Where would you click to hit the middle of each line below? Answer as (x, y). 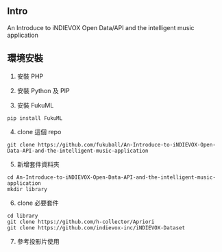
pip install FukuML (35, 118)
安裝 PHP (30, 76)
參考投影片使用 (38, 241)
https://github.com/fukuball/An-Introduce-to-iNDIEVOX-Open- (126, 144)
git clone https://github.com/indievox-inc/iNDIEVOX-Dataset (96, 228)
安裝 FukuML (35, 105)
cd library (23, 216)
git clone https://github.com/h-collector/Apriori (81, 222)
